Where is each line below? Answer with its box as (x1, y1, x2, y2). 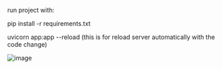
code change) (7, 40, 47, 48)
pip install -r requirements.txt (7, 20, 91, 27)
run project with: (7, 6, 54, 14)
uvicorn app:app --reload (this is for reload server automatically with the (7, 33, 215, 41)
